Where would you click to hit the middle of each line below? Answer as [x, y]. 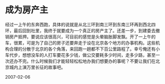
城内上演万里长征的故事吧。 [37, 67]
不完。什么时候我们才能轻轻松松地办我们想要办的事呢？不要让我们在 [87, 61]
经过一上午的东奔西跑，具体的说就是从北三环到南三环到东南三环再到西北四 [80, 24]
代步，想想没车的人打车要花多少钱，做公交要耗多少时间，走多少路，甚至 [82, 55]
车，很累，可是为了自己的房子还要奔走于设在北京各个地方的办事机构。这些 [80, 42]
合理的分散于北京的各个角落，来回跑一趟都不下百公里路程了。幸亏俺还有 [82, 49]
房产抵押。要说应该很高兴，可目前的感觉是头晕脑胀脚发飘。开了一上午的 [82, 37]
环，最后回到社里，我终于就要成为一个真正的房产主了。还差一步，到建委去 [80, 30]
